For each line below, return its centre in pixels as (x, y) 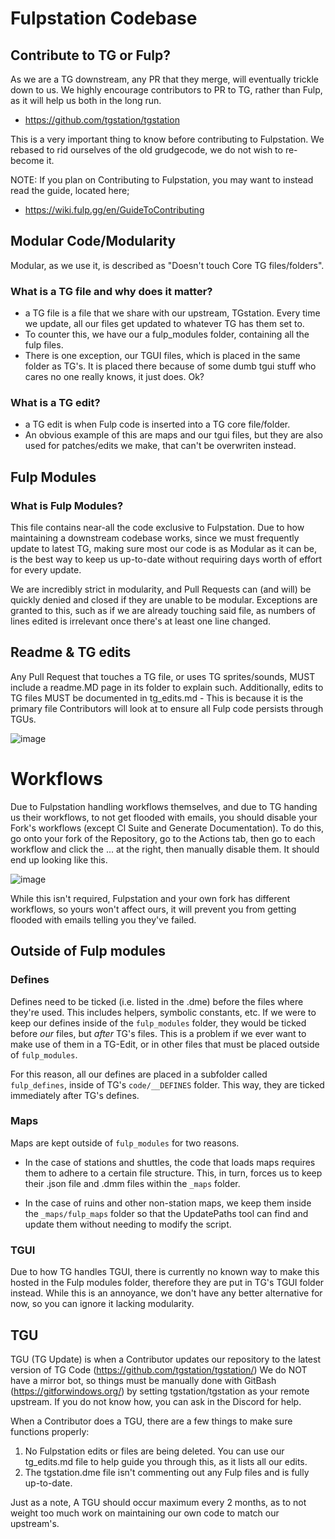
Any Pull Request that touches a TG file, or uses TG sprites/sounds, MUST (163, 676)
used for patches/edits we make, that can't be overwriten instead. (160, 446)
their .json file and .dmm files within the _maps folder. (132, 1183)
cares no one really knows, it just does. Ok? (114, 377)
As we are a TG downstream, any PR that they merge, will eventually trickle (165, 79)
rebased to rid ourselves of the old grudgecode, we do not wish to (146, 150)
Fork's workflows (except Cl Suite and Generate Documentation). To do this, (167, 828)
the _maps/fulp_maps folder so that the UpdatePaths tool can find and (166, 1213)
